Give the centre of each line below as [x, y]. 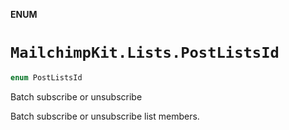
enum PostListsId [46, 77]
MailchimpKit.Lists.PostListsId [145, 53]
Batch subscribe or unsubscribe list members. [105, 116]
